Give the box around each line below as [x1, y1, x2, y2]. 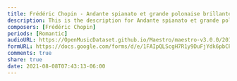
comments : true [7, 50, 52, 57]
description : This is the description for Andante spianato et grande [7, 17, 219, 24]
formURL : [7, 43, 33, 50]
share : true [7, 56, 42, 63]
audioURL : [7, 37, 37, 44]
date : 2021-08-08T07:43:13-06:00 [7, 63, 106, 70]
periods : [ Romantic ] [7, 30, 68, 37]
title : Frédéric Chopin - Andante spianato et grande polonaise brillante [7, 10, 232, 18]
